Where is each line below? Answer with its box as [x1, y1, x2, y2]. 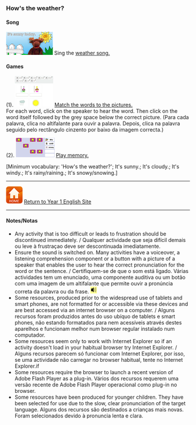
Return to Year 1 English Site [23, 198, 92, 205]
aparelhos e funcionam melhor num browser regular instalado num [14, 325, 175, 332]
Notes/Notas [6, 217, 38, 224]
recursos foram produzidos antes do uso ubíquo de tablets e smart [14, 313, 176, 320]
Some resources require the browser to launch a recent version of [14, 368, 173, 375]
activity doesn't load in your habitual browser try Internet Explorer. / [14, 344, 177, 351]
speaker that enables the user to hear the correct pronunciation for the [14, 261, 185, 268]
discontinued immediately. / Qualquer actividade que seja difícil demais [14, 236, 186, 243]
